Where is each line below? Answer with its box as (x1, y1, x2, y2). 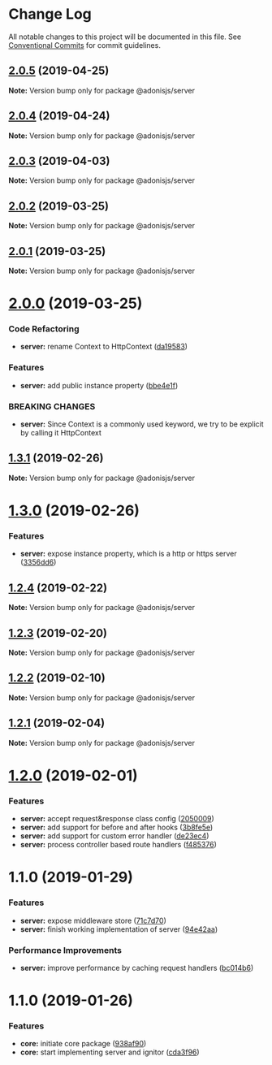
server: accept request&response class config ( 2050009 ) (19, 814, 215, 824)
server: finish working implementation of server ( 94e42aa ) (19, 924, 218, 934)
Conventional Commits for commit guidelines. (8, 40, 161, 50)
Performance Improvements (8, 944, 123, 955)
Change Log (8, 5, 92, 24)
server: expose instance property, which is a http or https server (19, 549, 237, 559)
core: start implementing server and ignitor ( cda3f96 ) (19, 1047, 201, 1057)
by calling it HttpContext (19, 428, 101, 438)
